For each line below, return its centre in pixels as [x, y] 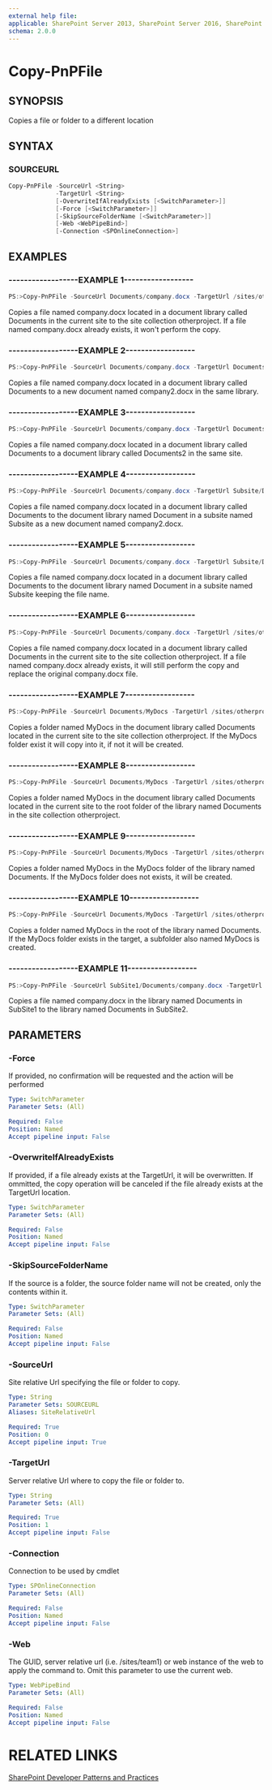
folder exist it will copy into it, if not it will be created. [96, 744]
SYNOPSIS [36, 101]
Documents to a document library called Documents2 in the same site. [125, 453]
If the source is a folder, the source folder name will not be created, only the [135, 1283]
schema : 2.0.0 [32, 31]
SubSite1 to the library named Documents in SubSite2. [98, 1009]
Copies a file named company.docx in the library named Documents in [125, 1001]
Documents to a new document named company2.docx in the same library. [134, 391]
